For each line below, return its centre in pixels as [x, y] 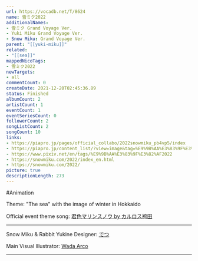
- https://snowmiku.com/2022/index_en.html [60, 160]
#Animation [20, 193]
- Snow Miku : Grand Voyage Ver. [46, 39]
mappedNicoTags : [26, 61]
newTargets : [21, 72]
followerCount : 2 [27, 121]
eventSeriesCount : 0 [32, 115]
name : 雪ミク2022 [26, 17]
